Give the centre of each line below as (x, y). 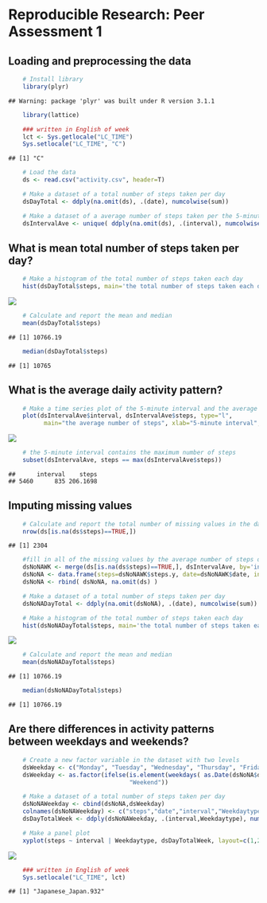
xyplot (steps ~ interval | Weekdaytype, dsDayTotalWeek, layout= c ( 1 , (140, 840)
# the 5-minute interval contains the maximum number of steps (130, 453)
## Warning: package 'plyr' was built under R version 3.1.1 (112, 101)
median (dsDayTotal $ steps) (66, 351)
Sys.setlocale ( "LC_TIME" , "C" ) (74, 144)
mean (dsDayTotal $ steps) (62, 323)
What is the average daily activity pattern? (116, 391)
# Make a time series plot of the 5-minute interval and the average (140, 408)
